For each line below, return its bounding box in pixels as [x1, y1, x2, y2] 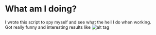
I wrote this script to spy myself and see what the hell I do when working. [5, 19, 152, 25]
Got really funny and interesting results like [5, 24, 91, 30]
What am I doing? [5, 3, 77, 14]
